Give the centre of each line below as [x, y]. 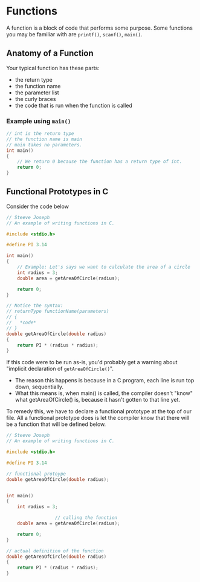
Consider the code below [38, 206]
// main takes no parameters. [44, 145]
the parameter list [37, 93]
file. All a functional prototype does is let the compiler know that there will [98, 418]
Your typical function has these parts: [53, 68]
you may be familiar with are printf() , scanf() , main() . [74, 34]
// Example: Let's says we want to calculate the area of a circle [104, 267]
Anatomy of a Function [50, 54]
